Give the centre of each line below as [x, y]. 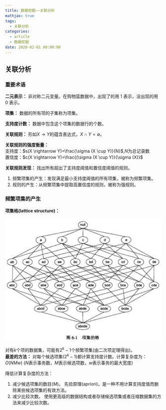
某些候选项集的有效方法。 [43, 390]
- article [20, 37]
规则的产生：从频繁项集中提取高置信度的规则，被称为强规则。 [75, 185]
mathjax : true [20, 16]
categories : [17, 32]
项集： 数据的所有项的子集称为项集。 [43, 113]
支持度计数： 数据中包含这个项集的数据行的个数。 [56, 124]
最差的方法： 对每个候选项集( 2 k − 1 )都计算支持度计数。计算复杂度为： [76, 356]
